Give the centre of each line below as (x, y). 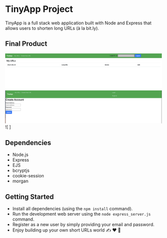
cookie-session (28, 176)
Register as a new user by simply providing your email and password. (83, 225)
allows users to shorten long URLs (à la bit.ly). (52, 28)
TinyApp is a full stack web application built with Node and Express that (78, 23)
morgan (20, 181)
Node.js (20, 155)
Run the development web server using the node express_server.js (82, 214)
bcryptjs (21, 170)
